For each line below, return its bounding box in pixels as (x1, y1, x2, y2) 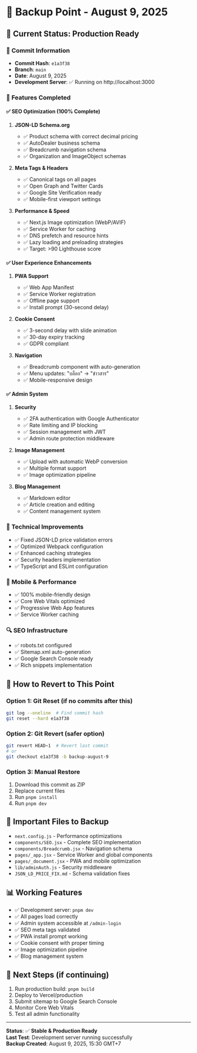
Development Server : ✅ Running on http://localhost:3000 (14, 78, 155, 85)
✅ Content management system (23, 508, 101, 515)
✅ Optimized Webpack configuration (14, 543, 104, 550)
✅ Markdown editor (23, 494, 71, 502)
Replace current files (14, 787, 65, 794)
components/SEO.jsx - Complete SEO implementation (14, 838, 142, 845)
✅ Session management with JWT (23, 429, 106, 436)
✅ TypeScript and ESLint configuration (14, 563, 108, 570)
